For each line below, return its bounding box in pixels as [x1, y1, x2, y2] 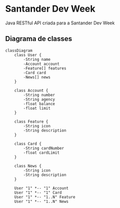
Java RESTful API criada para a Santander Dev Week [5, 20, 115, 26]
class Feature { [14, 119, 49, 124]
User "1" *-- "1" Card [14, 190, 62, 195]
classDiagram [5, 48, 33, 53]
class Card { [14, 141, 42, 146]
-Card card [23, 70, 46, 75]
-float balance [23, 101, 55, 107]
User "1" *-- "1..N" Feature [14, 194, 76, 199]
